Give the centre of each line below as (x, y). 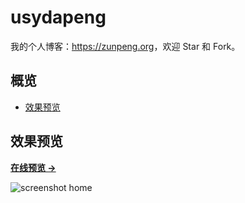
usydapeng (58, 17)
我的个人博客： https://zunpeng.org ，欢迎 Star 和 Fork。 (125, 46)
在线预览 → (33, 167)
